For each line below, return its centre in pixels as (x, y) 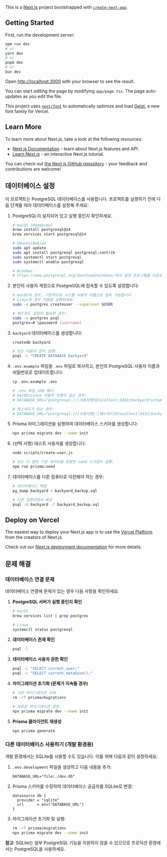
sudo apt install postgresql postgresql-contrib (64, 252)
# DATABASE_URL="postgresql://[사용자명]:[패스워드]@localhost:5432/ (82, 414)
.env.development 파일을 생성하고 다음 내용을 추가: (62, 767)
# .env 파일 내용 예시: (34, 391)
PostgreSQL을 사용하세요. (40, 849)
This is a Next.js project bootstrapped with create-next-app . (67, 7)
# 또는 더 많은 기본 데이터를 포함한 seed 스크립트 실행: (63, 462)
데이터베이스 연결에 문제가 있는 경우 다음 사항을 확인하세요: (62, 591)
